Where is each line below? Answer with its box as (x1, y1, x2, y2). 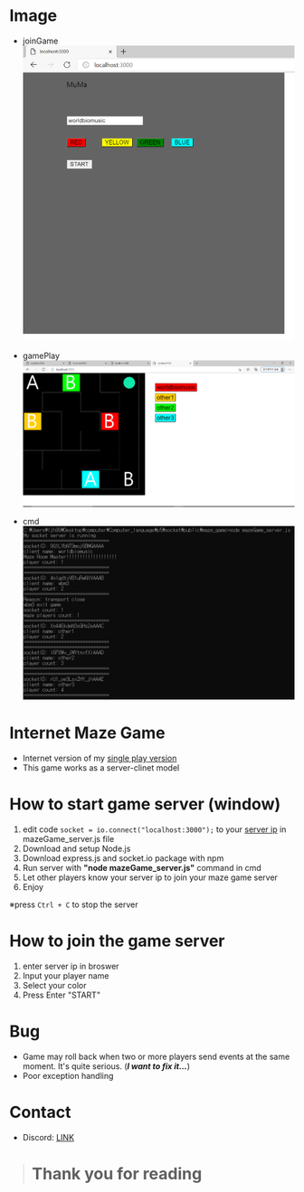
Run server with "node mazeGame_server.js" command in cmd (22, 863, 262, 874)
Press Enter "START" (22, 989, 101, 1000)
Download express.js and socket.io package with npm (22, 853, 224, 864)
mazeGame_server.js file (22, 834, 115, 845)
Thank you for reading (31, 1164, 203, 1185)
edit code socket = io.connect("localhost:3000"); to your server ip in (22, 824, 287, 835)
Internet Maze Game (9, 723, 166, 743)
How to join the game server (9, 931, 225, 951)
